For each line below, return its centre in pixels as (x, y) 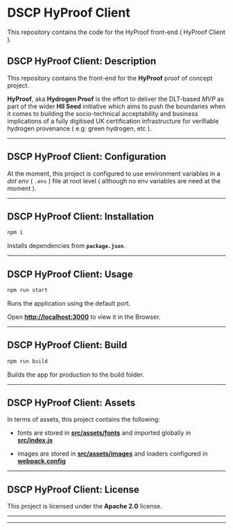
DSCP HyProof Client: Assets (71, 403)
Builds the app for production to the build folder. (76, 374)
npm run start (28, 290)
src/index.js (35, 440)
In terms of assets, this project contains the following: (84, 420)
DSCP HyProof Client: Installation (81, 216)
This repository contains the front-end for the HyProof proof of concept (110, 78)
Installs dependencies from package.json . (67, 246)
